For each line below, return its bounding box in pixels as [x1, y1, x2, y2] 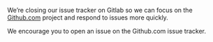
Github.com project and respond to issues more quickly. [7, 13, 169, 22]
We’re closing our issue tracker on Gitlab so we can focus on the [7, 6, 193, 14]
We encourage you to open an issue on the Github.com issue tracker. [7, 27, 206, 35]
